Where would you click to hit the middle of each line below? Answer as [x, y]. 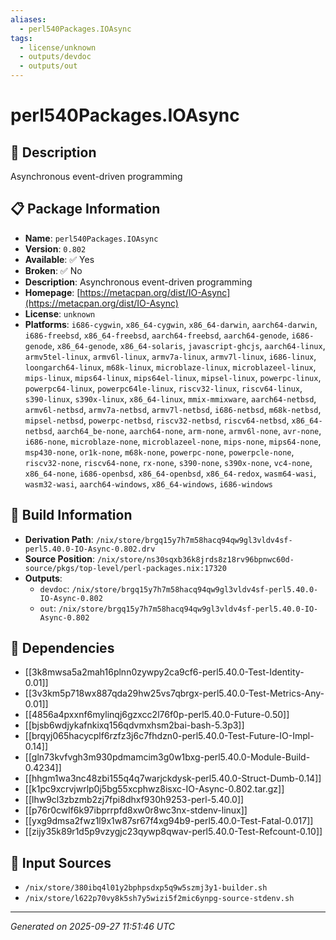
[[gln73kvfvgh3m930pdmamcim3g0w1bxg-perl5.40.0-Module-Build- [167, 757]
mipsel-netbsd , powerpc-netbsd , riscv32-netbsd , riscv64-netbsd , [157, 420]
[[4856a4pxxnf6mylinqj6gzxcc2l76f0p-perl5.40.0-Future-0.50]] [157, 715]
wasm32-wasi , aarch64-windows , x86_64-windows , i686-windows [149, 483]
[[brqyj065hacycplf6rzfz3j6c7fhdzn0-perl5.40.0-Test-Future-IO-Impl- [169, 736]
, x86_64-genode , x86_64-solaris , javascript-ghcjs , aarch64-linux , [188, 345]
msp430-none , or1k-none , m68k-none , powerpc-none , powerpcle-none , [159, 452]
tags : [21, 38]
